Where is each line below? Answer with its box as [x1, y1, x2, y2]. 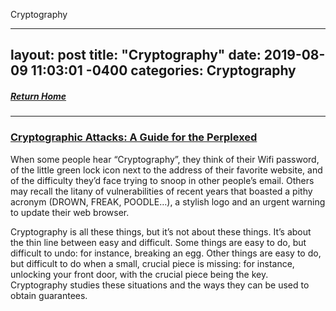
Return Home [10, 90, 67, 102]
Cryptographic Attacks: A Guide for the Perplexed [10, 130, 258, 144]
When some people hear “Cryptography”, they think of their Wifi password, [10, 153, 320, 165]
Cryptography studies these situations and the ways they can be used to [10, 279, 310, 291]
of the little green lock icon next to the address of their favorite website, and [10, 164, 323, 176]
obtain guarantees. [10, 289, 88, 301]
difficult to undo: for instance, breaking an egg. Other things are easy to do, [10, 247, 322, 259]
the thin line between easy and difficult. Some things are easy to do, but [10, 236, 307, 248]
